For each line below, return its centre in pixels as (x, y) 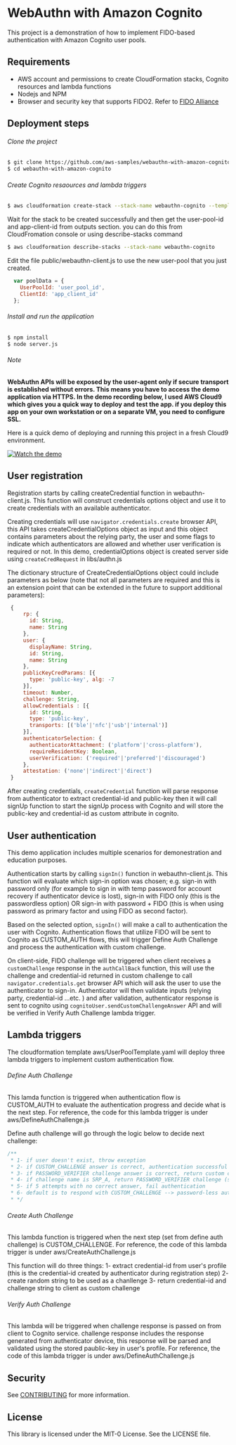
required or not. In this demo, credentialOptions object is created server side (118, 551)
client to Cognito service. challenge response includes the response (106, 1333)
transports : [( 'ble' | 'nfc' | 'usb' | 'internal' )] (99, 726)
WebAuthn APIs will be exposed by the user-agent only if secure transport (118, 382)
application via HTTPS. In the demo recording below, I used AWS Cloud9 (115, 397)
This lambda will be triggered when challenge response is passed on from (114, 1326)
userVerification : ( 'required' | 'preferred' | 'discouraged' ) (117, 758)
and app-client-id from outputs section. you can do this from (95, 227)
